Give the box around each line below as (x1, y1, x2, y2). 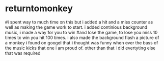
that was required (5, 50, 41, 56)
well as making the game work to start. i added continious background (5, 24, 147, 30)
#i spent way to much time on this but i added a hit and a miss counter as (5, 19, 153, 25)
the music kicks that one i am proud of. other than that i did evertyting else (5, 45, 156, 51)
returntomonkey (5, 3, 73, 14)
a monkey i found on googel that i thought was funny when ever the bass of (5, 40, 158, 45)
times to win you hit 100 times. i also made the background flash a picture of (5, 35, 160, 41)
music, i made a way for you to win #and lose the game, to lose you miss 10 (5, 29, 158, 35)
